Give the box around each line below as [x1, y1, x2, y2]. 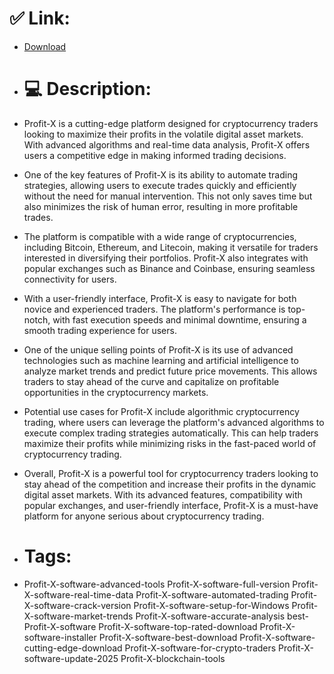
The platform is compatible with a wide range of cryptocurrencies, [23, 230, 297, 242]
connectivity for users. [23, 273, 117, 285]
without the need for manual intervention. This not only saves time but [23, 190, 313, 202]
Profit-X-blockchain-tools [120, 652, 226, 664]
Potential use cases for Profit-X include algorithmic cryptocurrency [23, 405, 300, 417]
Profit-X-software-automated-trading [135, 588, 289, 601]
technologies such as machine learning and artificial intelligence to [23, 354, 299, 366]
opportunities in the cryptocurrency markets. [23, 386, 209, 398]
